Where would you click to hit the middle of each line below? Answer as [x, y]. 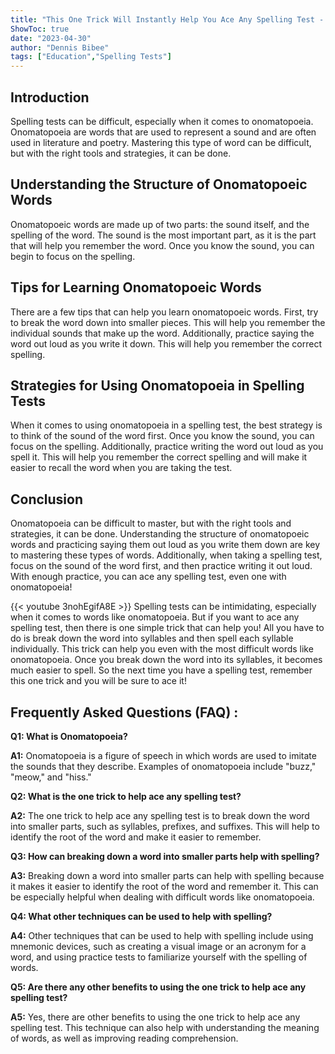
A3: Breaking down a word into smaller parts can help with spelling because [167, 875]
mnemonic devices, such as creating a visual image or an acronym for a [158, 946]
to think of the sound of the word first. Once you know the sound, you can [162, 436]
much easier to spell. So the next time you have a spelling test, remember [161, 670]
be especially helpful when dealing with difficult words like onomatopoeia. [162, 897]
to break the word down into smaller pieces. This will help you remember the [168, 322]
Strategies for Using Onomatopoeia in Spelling [157, 385]
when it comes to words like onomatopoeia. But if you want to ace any [155, 617]
